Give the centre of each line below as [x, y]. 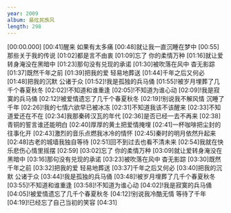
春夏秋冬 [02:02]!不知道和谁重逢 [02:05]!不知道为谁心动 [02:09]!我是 [116, 90]
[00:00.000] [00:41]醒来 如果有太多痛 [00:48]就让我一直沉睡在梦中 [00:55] [113, 47]
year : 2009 [23, 13]
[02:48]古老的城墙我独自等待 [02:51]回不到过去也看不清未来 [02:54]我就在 [112, 142]
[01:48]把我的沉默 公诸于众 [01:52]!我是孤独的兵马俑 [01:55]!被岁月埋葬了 [111, 82]
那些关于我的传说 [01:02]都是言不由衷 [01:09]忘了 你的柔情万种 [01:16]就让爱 [115, 55]
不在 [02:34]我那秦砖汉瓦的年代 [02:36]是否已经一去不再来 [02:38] [125, 116]
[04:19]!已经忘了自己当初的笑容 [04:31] [62, 203]
